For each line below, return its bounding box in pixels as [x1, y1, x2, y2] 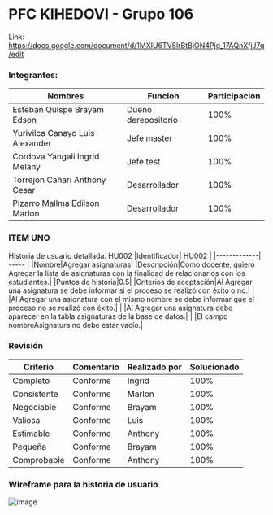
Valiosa [12, 414, 41, 426]
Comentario [72, 361, 120, 373]
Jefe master [127, 133, 173, 144]
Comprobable [12, 454, 65, 465]
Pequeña [12, 441, 47, 452]
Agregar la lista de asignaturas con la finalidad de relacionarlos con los [8, 268, 245, 277]
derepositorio [127, 115, 179, 126]
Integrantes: [8, 69, 58, 81]
